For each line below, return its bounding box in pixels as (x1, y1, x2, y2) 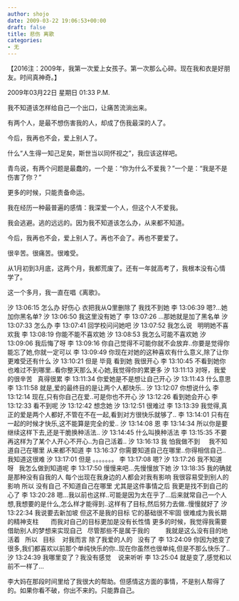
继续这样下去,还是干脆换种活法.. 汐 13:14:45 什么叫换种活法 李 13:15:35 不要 (7, 428, 228, 436)
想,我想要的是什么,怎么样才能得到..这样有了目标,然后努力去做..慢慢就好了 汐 (7, 500, 228, 507)
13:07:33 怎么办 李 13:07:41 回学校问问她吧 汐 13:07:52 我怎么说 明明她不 (7, 321, 223, 329)
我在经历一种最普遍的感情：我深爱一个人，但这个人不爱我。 (7, 203, 182, 211)
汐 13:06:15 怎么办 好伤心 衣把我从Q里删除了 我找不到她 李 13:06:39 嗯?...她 (7, 303, 228, 311)
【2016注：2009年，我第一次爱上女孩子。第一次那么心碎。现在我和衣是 (7, 64, 218, 72)
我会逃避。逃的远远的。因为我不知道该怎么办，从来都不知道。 (7, 218, 188, 227)
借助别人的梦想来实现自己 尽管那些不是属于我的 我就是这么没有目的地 (7, 526, 228, 535)
